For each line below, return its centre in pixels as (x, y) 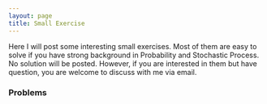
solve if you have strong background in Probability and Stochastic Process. (134, 55)
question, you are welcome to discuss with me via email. (103, 72)
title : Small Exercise (47, 23)
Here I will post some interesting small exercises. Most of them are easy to (133, 46)
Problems (28, 93)
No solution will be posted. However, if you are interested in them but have (133, 63)
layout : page (30, 16)
